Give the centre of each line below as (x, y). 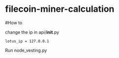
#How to (14, 23)
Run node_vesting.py (26, 50)
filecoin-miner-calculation (60, 9)
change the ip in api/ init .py (32, 32)
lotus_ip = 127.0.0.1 (27, 41)
